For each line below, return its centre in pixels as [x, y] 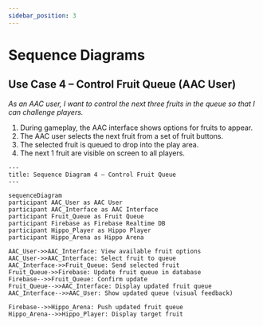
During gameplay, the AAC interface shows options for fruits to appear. [136, 128]
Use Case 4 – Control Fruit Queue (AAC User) [122, 84]
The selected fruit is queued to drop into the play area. [109, 144]
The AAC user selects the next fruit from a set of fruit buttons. [122, 136]
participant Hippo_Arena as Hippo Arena [77, 237]
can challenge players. [46, 112]
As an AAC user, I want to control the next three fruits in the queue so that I [131, 104]
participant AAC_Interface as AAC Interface [83, 209]
